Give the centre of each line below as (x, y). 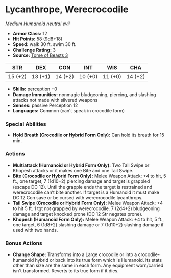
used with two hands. (35, 230)
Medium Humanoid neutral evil (38, 24)
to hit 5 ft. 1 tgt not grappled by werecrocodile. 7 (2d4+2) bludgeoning (86, 208)
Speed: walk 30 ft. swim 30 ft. (44, 44)
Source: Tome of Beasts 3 (40, 55)
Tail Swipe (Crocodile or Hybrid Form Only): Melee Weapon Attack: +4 (88, 203)
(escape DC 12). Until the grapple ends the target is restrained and (82, 187)
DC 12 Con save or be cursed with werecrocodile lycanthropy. (78, 197)
